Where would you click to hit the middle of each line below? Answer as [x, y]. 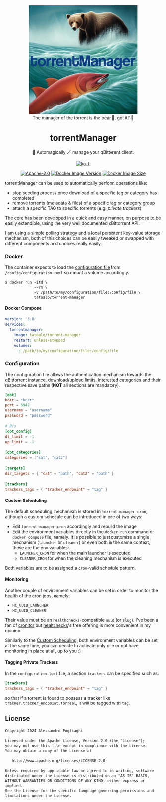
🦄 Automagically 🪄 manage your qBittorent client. [83, 152]
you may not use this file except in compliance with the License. [76, 746]
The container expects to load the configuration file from [63, 267]
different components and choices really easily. [54, 243]
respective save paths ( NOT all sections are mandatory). [63, 385]
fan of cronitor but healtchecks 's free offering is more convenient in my [78, 625]
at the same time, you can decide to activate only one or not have [72, 645]
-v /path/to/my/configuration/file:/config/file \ [87, 292]
